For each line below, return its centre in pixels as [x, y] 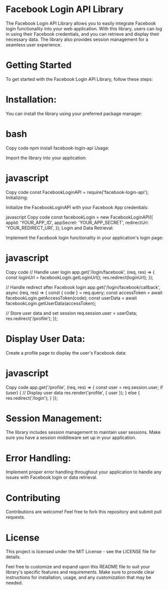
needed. [14, 583]
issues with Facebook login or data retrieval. [52, 477]
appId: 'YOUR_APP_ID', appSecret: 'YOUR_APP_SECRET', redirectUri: [77, 222]
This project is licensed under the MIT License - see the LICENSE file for [81, 552]
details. [13, 557]
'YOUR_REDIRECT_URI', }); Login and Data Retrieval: [60, 228]
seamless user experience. [34, 44]
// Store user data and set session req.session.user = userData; [72, 313]
